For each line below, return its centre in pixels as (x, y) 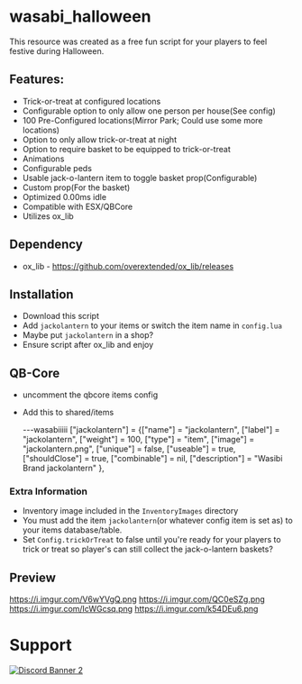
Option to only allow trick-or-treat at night (100, 139)
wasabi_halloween (80, 17)
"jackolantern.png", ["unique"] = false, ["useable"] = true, (129, 449)
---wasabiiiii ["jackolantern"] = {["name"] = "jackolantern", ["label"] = (151, 430)
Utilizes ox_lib (48, 216)
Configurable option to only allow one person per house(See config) (149, 111)
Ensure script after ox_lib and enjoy (88, 345)
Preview (33, 577)
